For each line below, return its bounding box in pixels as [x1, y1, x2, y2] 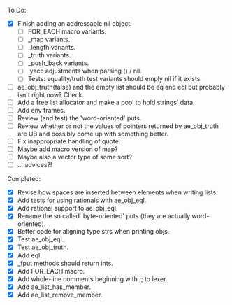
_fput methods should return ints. [17, 259, 113, 267]
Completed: [7, 175, 41, 183]
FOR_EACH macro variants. [27, 27, 107, 36]
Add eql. [17, 251, 42, 260]
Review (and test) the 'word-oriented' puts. [17, 113, 142, 122]
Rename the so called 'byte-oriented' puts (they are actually [17, 212, 191, 220]
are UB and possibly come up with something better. [17, 129, 169, 138]
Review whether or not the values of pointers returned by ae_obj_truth [17, 122, 219, 130]
